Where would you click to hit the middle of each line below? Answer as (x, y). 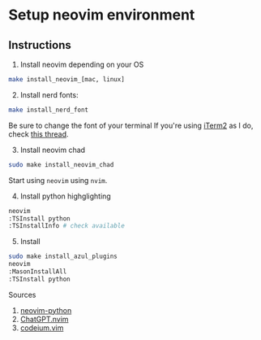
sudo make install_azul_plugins (63, 257)
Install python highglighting (65, 196)
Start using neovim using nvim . (58, 180)
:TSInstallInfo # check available (67, 226)
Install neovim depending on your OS (82, 64)
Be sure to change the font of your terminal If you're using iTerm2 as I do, (131, 125)
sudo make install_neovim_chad (61, 164)
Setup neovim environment (102, 15)
